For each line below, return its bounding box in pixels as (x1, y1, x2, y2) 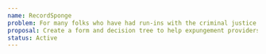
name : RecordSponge (7, 11, 72, 20)
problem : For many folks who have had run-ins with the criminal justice (7, 19, 257, 27)
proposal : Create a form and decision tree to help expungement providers (7, 26, 260, 34)
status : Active (7, 33, 58, 42)
